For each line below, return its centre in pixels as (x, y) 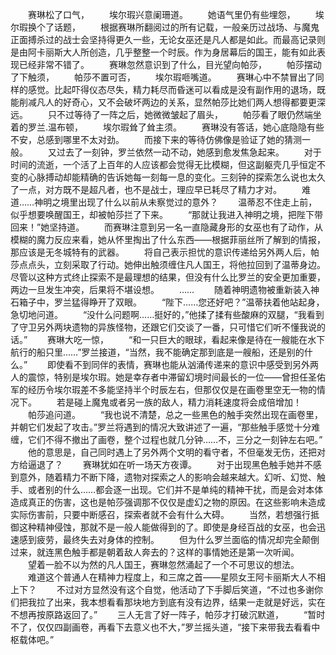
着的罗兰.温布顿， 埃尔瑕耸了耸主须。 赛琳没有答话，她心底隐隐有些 (167, 127)
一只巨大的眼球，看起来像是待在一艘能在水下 (233, 339)
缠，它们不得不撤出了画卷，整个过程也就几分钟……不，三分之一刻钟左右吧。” (166, 439)
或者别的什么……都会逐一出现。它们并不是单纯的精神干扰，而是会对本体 (175, 489)
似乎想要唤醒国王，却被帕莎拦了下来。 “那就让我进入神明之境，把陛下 (162, 214)
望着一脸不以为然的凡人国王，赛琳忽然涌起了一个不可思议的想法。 (163, 564)
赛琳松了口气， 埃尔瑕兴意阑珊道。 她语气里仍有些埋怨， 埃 (176, 14)
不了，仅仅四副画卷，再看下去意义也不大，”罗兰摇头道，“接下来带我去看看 (161, 627)
